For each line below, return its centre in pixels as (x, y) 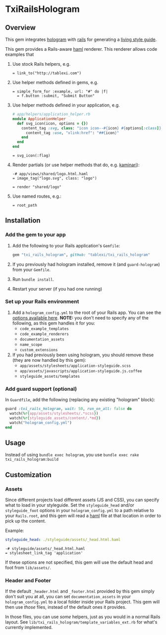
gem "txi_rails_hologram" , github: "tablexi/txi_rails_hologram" (81, 255)
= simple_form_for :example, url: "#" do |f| (60, 92)
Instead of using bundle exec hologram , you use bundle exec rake (72, 455)
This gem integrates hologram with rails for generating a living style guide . (81, 39)
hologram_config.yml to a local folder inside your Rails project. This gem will (83, 602)
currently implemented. (29, 628)
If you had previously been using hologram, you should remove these (83, 355)
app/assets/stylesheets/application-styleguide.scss (75, 366)
